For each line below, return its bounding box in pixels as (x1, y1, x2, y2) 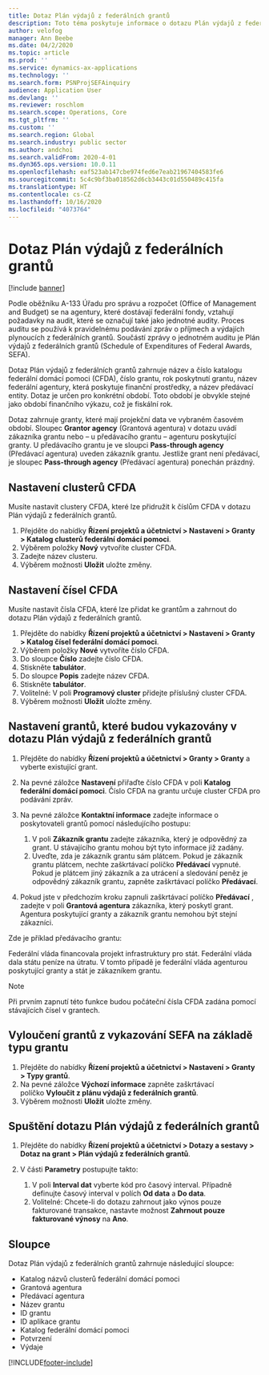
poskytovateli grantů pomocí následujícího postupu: (19, 818, 191, 828)
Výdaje (19, 1342, 44, 1352)
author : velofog (8, 26, 62, 34)
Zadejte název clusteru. (19, 552, 98, 561)
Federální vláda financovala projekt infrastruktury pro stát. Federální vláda (8, 948, 252, 958)
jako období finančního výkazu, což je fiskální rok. (8, 400, 174, 409)
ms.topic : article (8, 49, 70, 57)
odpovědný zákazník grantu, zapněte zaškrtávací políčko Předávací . (31, 876, 259, 886)
